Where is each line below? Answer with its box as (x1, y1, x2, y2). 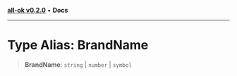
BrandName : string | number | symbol (24, 60, 133, 69)
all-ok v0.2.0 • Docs (7, 6, 68, 14)
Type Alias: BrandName (7, 37, 149, 53)
